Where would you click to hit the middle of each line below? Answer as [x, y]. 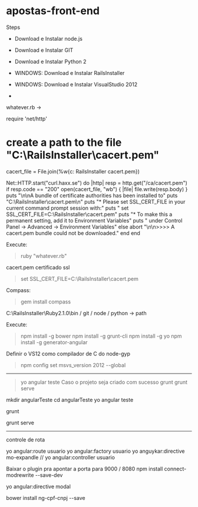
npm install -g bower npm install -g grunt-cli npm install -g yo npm [101, 336]
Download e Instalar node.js [48, 38]
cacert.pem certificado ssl [38, 267]
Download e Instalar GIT [44, 50]
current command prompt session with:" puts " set [67, 208]
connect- [175, 469]
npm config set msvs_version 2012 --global [73, 365]
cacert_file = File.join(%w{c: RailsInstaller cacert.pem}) [73, 171]
